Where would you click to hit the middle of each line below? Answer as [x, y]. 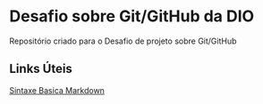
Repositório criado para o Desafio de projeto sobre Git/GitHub [123, 41]
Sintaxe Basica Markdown [57, 90]
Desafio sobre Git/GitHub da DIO [132, 16]
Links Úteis [41, 69]
